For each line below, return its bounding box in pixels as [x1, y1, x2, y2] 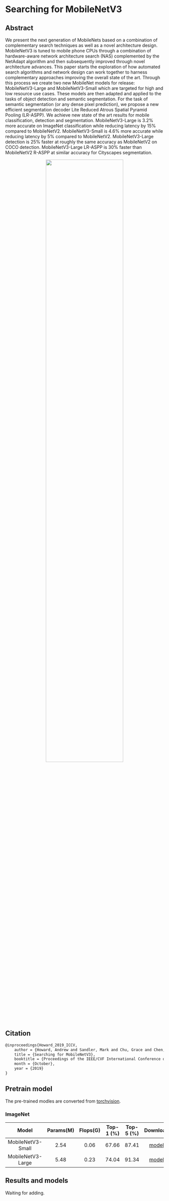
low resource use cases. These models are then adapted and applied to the [5, 91, 162, 96]
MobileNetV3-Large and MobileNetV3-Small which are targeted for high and [5, 85, 163, 91]
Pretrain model [5, 1084, 53, 1093]
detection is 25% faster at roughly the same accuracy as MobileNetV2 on [5, 139, 157, 145]
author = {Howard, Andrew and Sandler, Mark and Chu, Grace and [14, 1047, 152, 1052]
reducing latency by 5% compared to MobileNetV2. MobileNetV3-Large [5, 134, 154, 139]
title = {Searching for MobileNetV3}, [14, 1052, 96, 1057]
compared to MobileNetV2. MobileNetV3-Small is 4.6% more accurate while [5, 128, 163, 134]
